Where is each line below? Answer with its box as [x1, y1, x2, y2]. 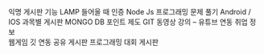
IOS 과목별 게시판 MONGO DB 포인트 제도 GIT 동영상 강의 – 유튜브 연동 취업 [8, 17, 248, 27]
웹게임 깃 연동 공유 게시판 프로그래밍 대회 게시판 [8, 37, 159, 47]
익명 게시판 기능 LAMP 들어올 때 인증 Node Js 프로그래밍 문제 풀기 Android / [8, 7, 251, 16]
